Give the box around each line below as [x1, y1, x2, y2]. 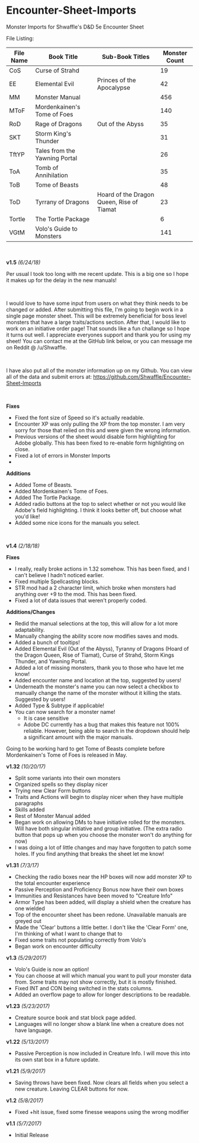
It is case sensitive [23, 714, 69, 722]
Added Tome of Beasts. [14, 481, 73, 488]
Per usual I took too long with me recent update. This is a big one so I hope [6, 270, 189, 277]
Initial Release [14, 1131, 49, 1138]
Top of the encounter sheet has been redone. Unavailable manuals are [14, 911, 187, 918]
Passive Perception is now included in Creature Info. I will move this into [14, 1050, 191, 1057]
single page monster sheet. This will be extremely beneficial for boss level [6, 312, 187, 319]
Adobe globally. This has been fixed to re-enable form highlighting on [14, 439, 185, 446]
